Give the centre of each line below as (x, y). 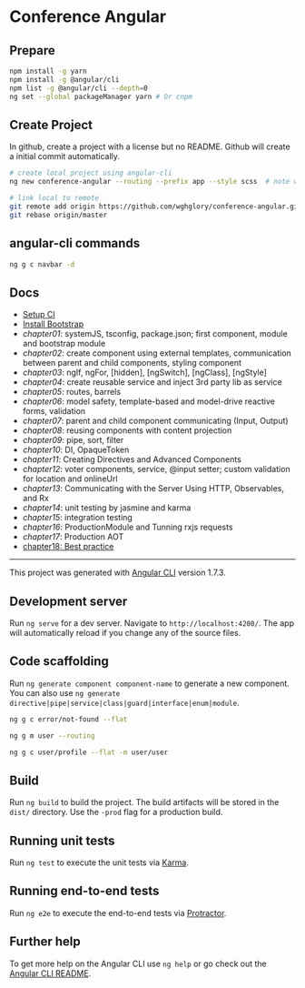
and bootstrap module (64, 344)
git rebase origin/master (58, 215)
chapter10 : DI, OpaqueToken (76, 450)
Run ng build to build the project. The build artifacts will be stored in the (144, 802)
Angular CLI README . (50, 973)
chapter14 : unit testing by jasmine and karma (107, 508)
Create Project (51, 125)
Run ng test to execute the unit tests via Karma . (99, 862)
